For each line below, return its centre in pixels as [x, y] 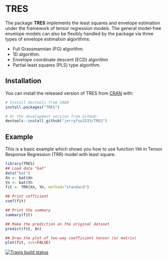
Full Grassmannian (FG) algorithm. [48, 49]
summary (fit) [19, 215]
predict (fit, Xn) [24, 229]
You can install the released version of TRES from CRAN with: [69, 93]
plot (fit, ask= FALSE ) [28, 243]
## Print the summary [28, 210]
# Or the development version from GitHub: [52, 116]
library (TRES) [20, 164]
